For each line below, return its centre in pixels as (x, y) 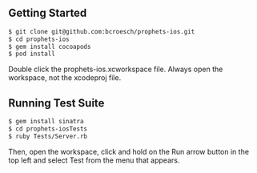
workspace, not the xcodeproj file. (65, 78)
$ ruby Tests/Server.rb (48, 136)
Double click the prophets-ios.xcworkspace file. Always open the (116, 69)
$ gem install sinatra (46, 122)
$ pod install (32, 54)
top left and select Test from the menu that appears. (94, 160)
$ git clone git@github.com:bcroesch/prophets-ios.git (102, 31)
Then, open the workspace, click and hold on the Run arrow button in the (129, 151)
